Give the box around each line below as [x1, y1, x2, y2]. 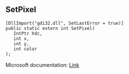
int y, [13, 41, 30, 46]
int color [13, 46, 38, 52]
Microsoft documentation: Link [5, 61, 80, 68]
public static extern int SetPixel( [5, 25, 95, 31]
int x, [13, 35, 30, 42]
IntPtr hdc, [13, 31, 43, 36]
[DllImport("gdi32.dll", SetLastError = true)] [5, 20, 124, 26]
